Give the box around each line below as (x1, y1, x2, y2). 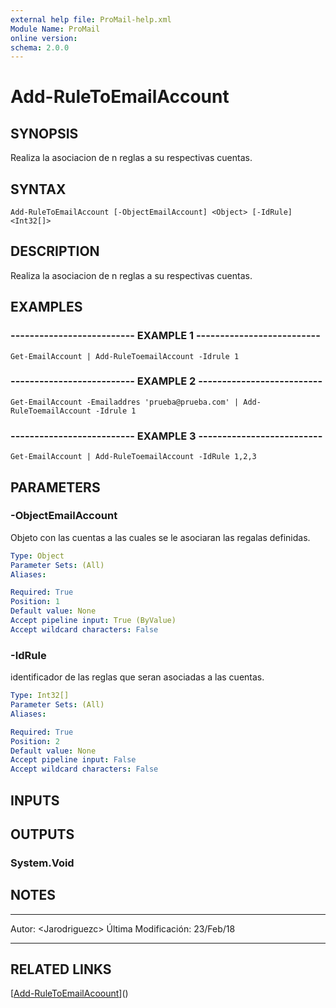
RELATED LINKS (10, 961, 112, 978)
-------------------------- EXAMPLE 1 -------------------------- (10, 329, 321, 343)
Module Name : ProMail (10, 24, 101, 34)
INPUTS (10, 792, 60, 809)
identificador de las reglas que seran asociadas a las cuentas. (10, 671, 265, 683)
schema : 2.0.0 (10, 42, 70, 53)
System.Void (10, 856, 75, 870)
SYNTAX (10, 181, 67, 198)
